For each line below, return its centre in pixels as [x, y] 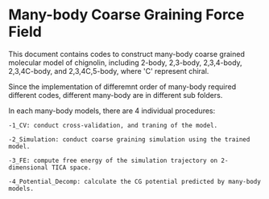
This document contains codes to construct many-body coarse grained [127, 54]
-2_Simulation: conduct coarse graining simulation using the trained [129, 139]
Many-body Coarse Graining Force [126, 15]
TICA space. [71, 167]
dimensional [28, 167]
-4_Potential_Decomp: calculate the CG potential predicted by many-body [135, 181]
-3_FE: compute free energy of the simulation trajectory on [113, 160]
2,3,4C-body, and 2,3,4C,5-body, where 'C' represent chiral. [109, 71]
